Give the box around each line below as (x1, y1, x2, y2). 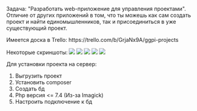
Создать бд (15, 85, 45, 92)
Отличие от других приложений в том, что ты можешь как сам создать (6, 12, 191, 19)
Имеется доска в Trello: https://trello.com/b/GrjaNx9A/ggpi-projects (6, 36, 179, 43)
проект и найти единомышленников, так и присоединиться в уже (6, 18, 177, 25)
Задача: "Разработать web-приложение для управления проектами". (6, 5, 186, 12)
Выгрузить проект (15, 72, 62, 79)
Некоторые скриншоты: (6, 49, 68, 56)
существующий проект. (6, 24, 68, 32)
